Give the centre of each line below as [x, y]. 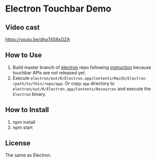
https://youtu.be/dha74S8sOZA [38, 39]
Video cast [23, 27]
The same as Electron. [28, 155]
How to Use [24, 55]
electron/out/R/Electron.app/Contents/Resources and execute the [82, 89]
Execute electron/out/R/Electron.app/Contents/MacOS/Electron [79, 78]
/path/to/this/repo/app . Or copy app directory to [63, 83]
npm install [24, 122]
